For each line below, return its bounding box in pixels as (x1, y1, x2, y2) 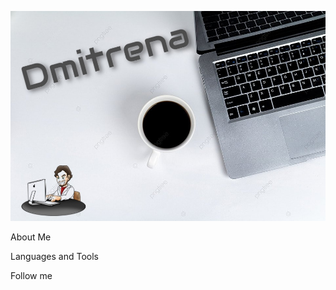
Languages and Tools (10, 251, 100, 262)
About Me (10, 231, 52, 243)
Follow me (10, 270, 53, 281)
